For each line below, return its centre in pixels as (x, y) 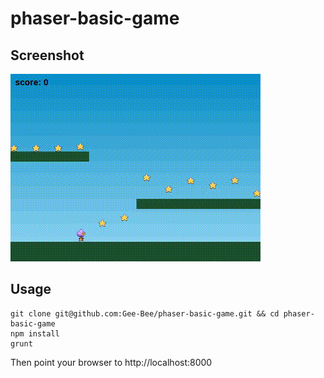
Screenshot (47, 55)
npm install (35, 333)
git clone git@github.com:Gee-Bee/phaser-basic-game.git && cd (145, 313)
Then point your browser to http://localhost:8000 (111, 362)
